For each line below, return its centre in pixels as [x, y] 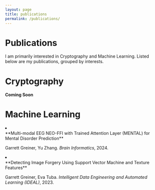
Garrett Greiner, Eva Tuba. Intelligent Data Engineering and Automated [76, 177]
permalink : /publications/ [33, 19]
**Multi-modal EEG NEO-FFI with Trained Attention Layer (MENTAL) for [77, 133]
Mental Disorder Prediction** [34, 138]
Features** [16, 168]
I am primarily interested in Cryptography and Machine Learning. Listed [77, 56]
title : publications [26, 14]
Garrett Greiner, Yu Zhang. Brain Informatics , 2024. [57, 148]
